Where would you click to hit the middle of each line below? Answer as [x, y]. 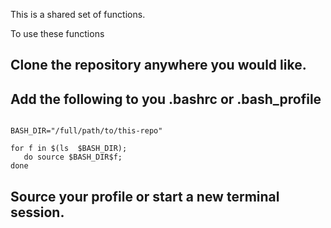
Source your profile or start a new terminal [145, 196]
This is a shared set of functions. [78, 14]
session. [37, 212]
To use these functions [57, 33]
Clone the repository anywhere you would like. [158, 65]
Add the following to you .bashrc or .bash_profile [166, 99]
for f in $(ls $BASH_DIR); [69, 149]
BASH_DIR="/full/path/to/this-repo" [86, 131]
